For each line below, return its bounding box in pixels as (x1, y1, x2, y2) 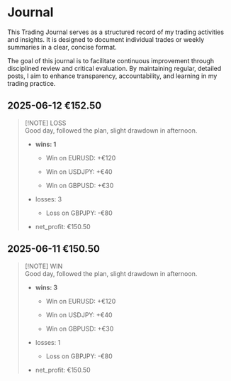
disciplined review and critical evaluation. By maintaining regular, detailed (7, 64, 222, 72)
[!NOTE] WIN (24, 262, 63, 270)
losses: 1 (35, 338, 61, 346)
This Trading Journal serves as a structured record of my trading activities (7, 28, 225, 36)
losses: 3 (35, 194, 62, 203)
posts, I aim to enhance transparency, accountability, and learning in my (7, 72, 218, 80)
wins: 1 (35, 140, 57, 148)
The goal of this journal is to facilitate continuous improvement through (7, 56, 215, 65)
